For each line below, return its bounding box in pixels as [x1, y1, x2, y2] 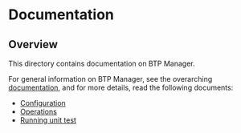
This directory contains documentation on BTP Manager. [8, 58, 195, 68]
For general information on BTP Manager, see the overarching [8, 75, 213, 83]
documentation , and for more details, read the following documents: [8, 83, 234, 92]
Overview [8, 38, 59, 51]
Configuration [19, 99, 66, 107]
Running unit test [19, 115, 76, 125]
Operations [19, 107, 58, 116]
